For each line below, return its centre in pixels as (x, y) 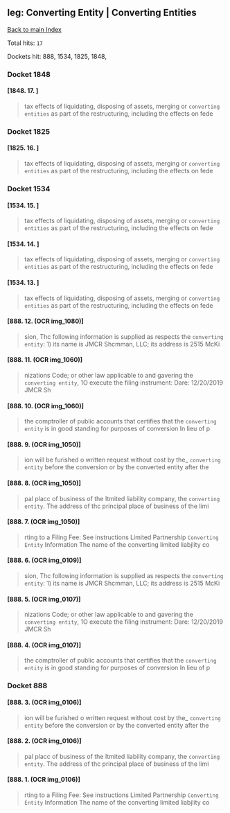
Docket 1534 (29, 189)
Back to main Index (35, 29)
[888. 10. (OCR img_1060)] (46, 405)
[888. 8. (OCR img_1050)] (44, 483)
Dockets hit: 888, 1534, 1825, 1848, (57, 56)
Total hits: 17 (25, 43)
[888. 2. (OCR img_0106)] (44, 741)
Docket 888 (27, 685)
